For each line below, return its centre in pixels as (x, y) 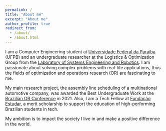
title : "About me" (24, 14)
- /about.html (24, 38)
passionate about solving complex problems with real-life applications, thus (83, 67)
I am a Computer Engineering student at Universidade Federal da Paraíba (80, 52)
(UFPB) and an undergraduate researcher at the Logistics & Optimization (80, 57)
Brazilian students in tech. (32, 109)
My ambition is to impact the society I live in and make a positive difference (82, 119)
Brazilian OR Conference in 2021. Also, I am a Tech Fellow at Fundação (78, 98)
